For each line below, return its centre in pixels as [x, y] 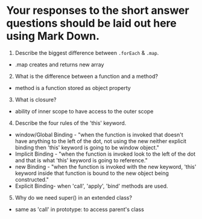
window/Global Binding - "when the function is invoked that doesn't [99, 135]
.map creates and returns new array [59, 65]
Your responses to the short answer [98, 11]
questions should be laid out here [91, 23]
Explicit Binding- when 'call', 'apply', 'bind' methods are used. [91, 186]
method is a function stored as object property [73, 87]
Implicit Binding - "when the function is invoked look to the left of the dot [105, 154]
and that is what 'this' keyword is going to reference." [81, 160]
